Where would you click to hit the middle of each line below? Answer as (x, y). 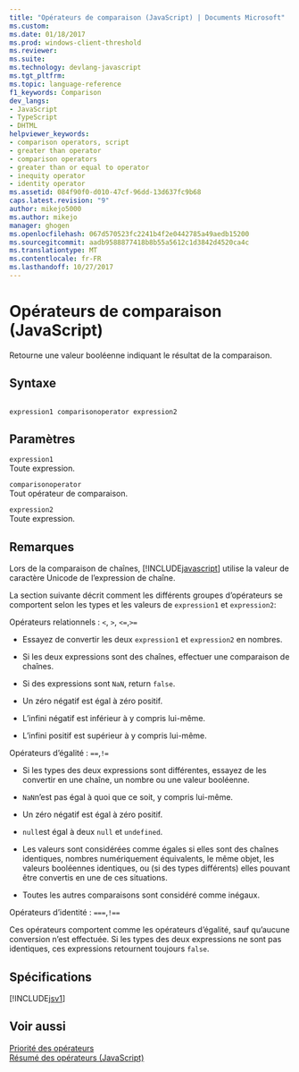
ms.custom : (29, 26)
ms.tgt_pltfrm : (37, 76)
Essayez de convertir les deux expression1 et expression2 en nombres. (152, 640)
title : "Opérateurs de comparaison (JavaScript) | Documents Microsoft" (147, 17)
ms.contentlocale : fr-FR (55, 259)
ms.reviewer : (33, 51)
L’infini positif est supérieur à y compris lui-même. (114, 736)
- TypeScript (33, 117)
